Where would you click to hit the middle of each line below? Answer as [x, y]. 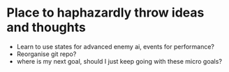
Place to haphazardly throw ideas [105, 13]
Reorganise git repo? [46, 54]
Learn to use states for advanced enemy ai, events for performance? [115, 46]
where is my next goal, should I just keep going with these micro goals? [119, 61]
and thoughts [46, 27]
